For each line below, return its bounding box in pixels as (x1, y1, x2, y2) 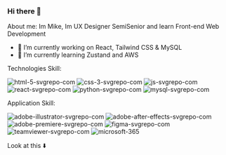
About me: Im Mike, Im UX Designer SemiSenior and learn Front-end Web (7, 22, 220, 31)
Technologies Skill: (7, 65, 62, 73)
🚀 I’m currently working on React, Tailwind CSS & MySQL (17, 43, 182, 52)
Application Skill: (7, 99, 56, 107)
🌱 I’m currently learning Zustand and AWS (17, 50, 139, 59)
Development (7, 29, 46, 38)
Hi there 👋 (7, 6, 42, 16)
